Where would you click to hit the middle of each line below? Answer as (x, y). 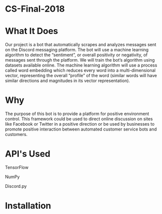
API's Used (28, 154)
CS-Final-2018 (35, 9)
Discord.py (16, 186)
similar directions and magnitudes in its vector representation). (67, 81)
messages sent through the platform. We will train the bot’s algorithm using (80, 60)
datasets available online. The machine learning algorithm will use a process (81, 65)
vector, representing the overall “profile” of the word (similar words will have (81, 76)
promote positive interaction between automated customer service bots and (81, 129)
